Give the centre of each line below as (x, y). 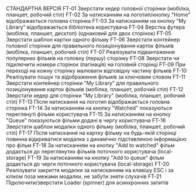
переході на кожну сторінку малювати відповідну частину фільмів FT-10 (97, 71)
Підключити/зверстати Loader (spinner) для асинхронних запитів (87, 183)
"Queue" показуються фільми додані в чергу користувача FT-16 (86, 120)
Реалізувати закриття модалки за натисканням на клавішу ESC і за (90, 170)
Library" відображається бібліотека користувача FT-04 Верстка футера (96, 27)
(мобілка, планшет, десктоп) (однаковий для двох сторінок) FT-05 (89, 33)
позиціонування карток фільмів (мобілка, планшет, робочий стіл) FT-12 (95, 89)
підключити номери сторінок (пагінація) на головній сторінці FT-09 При (96, 64)
